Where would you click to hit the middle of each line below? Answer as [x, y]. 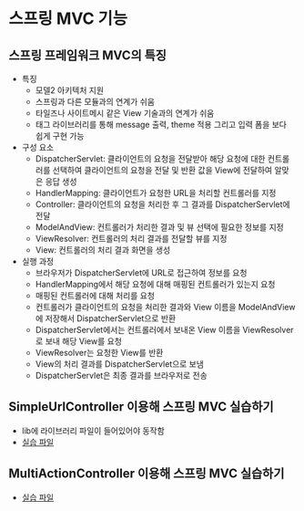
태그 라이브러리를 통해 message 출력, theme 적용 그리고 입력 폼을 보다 [161, 125]
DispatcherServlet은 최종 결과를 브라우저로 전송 [122, 375]
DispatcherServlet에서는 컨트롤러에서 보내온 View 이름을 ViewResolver [164, 330]
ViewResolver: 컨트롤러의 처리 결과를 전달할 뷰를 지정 [131, 239]
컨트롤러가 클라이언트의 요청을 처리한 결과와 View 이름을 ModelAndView [165, 307]
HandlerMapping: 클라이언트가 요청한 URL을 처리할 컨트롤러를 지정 [156, 193]
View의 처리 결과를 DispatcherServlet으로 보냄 [119, 364]
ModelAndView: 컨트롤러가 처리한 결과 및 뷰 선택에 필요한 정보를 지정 [159, 227]
